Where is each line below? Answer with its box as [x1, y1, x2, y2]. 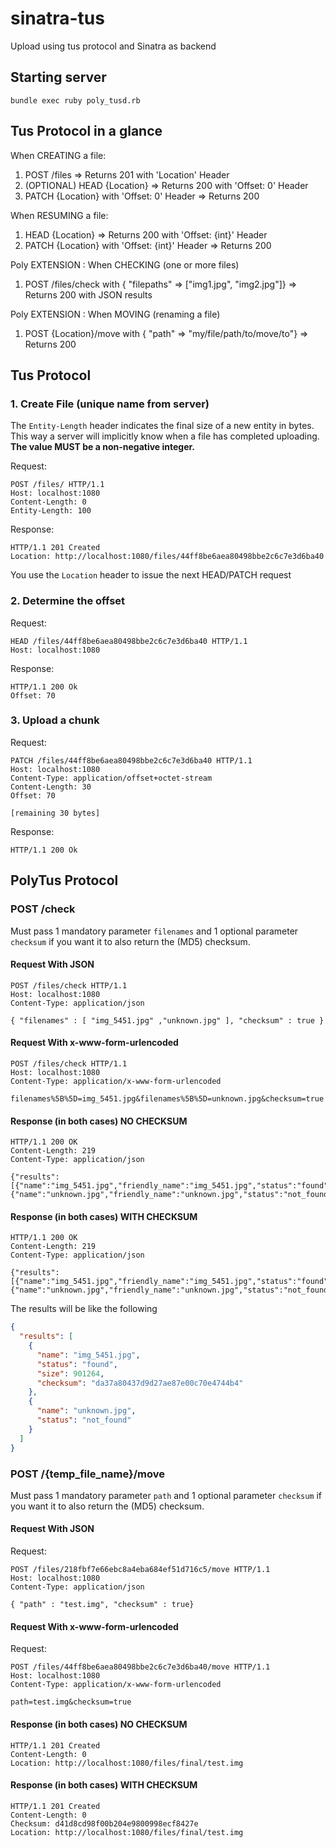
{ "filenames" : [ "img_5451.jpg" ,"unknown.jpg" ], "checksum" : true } [10, 1015, 325, 1026]
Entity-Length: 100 [10, 506, 92, 516]
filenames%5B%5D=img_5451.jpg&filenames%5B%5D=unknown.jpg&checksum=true [10, 1093, 325, 1104]
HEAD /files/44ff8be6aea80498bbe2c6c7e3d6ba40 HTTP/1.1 [10, 636, 248, 646]
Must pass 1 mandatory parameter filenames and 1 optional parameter [10, 925, 299, 937]
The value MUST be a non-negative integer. [10, 441, 196, 453]
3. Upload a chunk [10, 713, 100, 727]
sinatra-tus [10, 7, 105, 30]
